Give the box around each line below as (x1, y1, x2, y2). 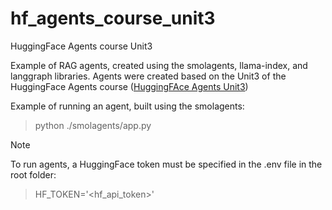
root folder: (10, 168, 57, 181)
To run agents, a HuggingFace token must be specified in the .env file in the (10, 158, 323, 170)
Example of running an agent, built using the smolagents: (10, 100, 245, 112)
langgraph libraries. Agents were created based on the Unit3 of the (10, 70, 287, 82)
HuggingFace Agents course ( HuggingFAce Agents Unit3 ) (10, 80, 249, 92)
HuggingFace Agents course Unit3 (10, 40, 153, 52)
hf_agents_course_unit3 (10, 7, 216, 30)
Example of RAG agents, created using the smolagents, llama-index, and (10, 59, 308, 71)
